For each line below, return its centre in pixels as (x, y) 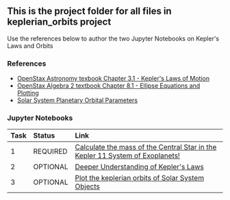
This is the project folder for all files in (90, 11)
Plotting (28, 93)
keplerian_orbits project (59, 22)
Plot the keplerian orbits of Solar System (139, 178)
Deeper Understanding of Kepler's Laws (139, 167)
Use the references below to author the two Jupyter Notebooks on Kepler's (113, 38)
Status (44, 136)
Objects (88, 186)
